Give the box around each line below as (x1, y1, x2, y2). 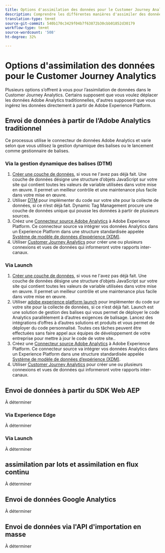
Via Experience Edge (5, 411, 56, 418)
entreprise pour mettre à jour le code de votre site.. (12, 335, 116, 341)
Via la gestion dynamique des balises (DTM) (5, 160, 112, 167)
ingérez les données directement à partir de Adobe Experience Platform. (5, 102, 152, 108)
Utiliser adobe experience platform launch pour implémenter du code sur (12, 299, 160, 305)
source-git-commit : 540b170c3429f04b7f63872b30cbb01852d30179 (5, 21, 135, 26)
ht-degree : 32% (5, 35, 36, 40)
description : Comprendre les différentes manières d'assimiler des (5, 12, 146, 17)
